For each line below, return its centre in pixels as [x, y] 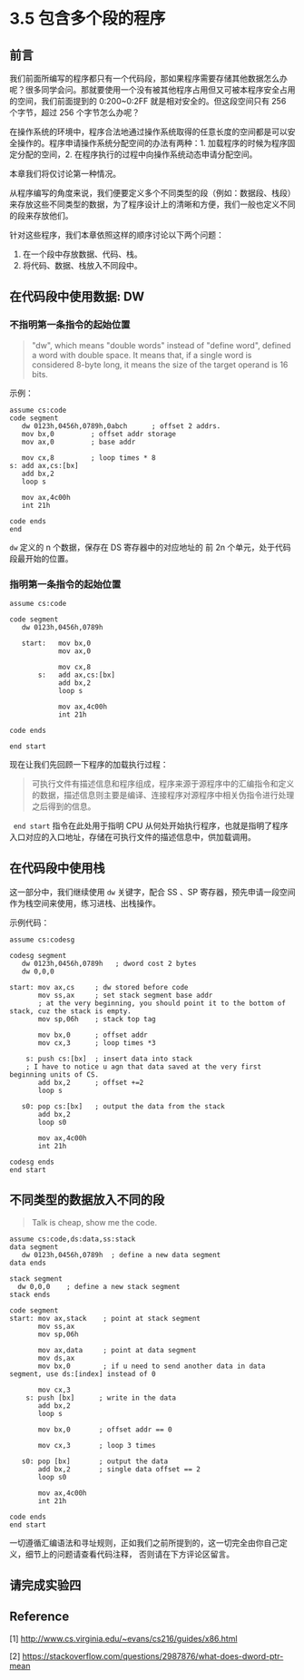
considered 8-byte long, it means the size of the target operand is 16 [160, 365]
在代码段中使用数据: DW [77, 297]
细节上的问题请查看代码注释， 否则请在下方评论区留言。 [129, 1554]
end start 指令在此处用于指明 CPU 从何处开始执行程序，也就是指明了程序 [151, 825]
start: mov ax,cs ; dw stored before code [99, 987]
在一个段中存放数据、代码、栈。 [82, 254]
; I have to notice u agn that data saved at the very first [143, 1067]
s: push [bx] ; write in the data [101, 1398]
